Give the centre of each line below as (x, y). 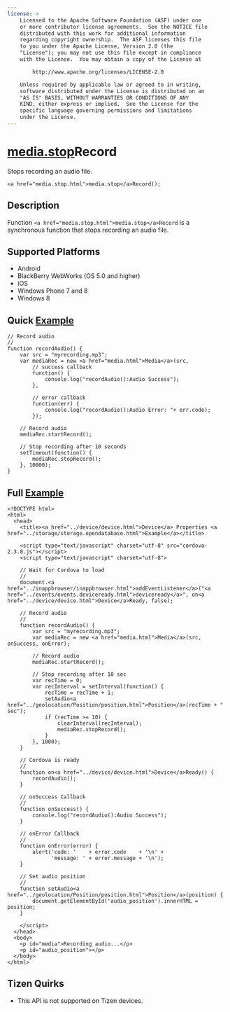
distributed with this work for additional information (103, 33)
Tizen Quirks (36, 984)
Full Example (36, 493)
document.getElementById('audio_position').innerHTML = (115, 901)
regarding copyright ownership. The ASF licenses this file (110, 40)
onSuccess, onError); (39, 644)
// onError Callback (50, 834)
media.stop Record (62, 152)
